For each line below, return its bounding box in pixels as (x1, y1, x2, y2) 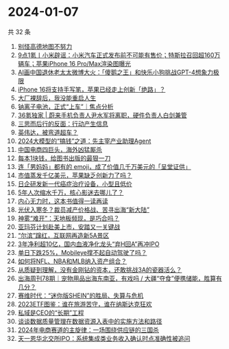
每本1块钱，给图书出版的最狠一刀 (17, 154, 111, 162)
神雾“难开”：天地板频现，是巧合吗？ (17, 214, 120, 222)
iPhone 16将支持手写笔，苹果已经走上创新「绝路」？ (17, 85, 166, 93)
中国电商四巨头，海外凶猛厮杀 (17, 145, 102, 153)
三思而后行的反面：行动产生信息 (17, 120, 108, 128)
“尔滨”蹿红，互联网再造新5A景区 (17, 231, 110, 239)
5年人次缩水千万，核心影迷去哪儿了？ (17, 188, 124, 196)
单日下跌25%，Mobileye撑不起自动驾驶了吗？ (17, 248, 147, 256)
